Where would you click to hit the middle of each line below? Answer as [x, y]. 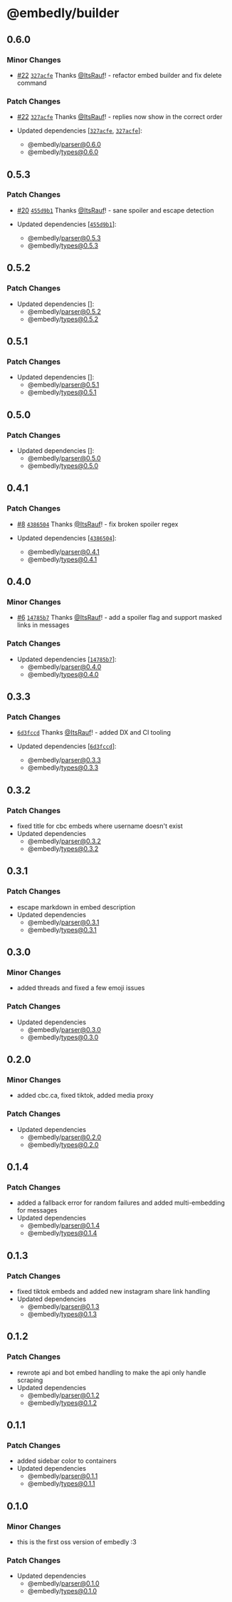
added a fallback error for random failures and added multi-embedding [121, 1203]
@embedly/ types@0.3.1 [62, 929]
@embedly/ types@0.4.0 [63, 674]
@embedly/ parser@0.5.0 [64, 458]
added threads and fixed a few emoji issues [81, 988]
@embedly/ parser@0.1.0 [64, 1583]
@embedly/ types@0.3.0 [63, 1037]
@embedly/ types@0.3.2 [63, 848]
